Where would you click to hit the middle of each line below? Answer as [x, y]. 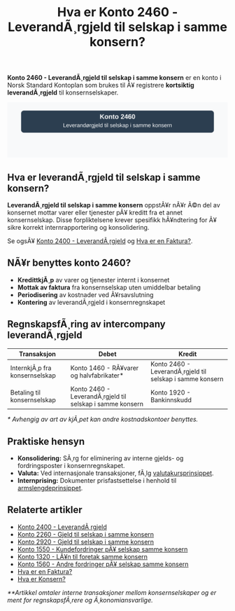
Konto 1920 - [170, 392]
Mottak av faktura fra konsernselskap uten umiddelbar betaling [109, 287]
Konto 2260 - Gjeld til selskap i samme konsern [86, 534]
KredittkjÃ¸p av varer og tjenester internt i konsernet [93, 280]
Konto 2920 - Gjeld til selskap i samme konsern [86, 542]
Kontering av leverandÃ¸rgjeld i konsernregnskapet [91, 302]
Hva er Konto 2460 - [117, 12]
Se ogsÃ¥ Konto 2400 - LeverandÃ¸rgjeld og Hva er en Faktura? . [100, 241]
